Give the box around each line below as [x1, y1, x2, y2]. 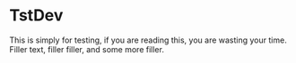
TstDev [9, 5, 64, 26]
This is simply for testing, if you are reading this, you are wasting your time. [9, 35, 287, 45]
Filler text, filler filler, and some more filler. [9, 43, 164, 54]
